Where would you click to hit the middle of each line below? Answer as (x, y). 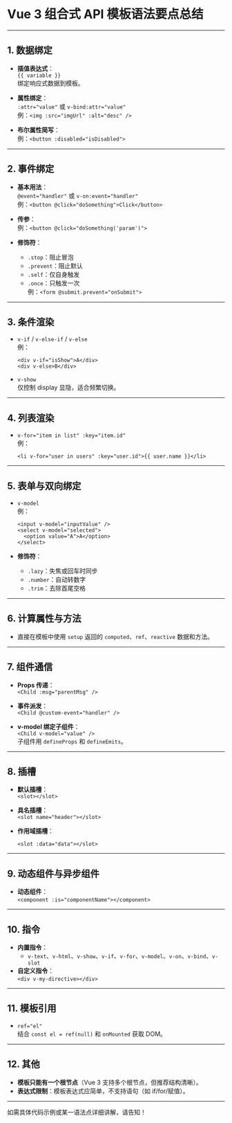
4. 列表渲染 (31, 418)
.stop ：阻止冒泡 (50, 257)
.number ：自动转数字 (57, 580)
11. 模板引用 (32, 1008)
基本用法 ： (32, 187)
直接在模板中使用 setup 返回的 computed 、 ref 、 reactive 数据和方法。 (115, 636)
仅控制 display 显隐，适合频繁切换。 (68, 388)
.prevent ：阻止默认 (55, 266)
